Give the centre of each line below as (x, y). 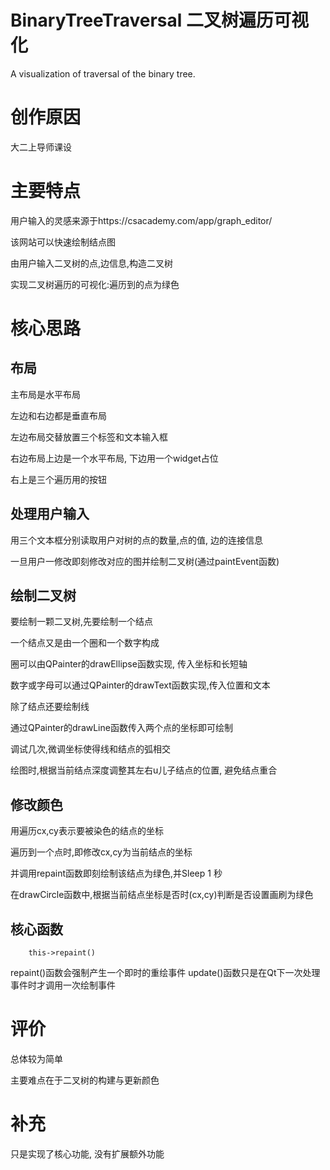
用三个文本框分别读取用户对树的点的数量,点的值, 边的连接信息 (137, 540)
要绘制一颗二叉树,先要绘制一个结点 (82, 622)
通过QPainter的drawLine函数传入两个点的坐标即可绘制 (121, 728)
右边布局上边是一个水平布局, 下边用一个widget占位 (114, 458)
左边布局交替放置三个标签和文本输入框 (89, 437)
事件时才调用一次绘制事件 (63, 985)
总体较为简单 (36, 1059)
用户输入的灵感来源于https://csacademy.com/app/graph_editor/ (141, 220)
